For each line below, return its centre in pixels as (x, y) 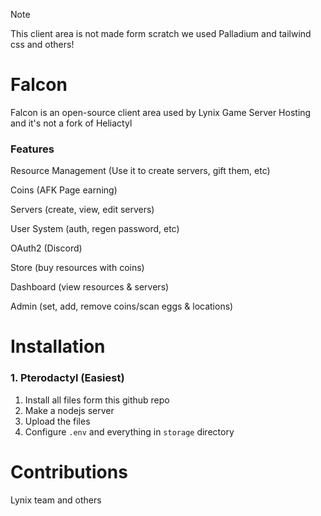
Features (32, 149)
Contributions (69, 471)
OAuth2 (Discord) (46, 248)
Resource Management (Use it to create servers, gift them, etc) (140, 171)
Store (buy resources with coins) (77, 268)
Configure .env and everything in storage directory (129, 431)
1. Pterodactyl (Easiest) (67, 378)
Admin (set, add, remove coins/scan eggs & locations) (122, 306)
